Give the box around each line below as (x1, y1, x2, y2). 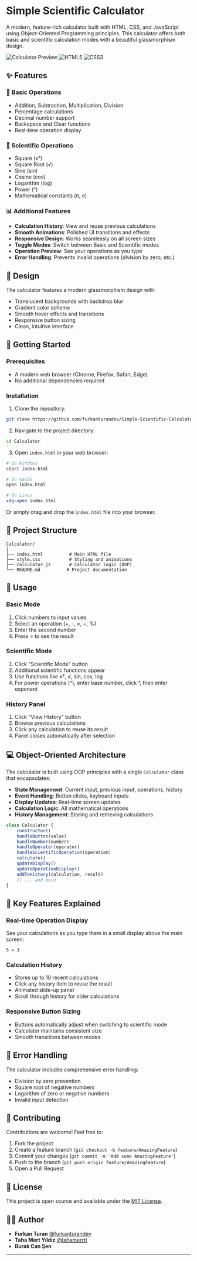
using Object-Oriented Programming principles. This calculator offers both (6, 29, 186, 36)
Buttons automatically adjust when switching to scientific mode (14, 1021, 168, 1028)
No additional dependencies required (14, 377, 104, 384)
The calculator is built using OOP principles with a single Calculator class (6, 768, 184, 775)
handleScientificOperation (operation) (16, 850, 111, 856)
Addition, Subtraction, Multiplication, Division (14, 102, 124, 109)
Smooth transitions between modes (14, 1033, 101, 1040)
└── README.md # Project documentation (6, 567, 127, 573)
